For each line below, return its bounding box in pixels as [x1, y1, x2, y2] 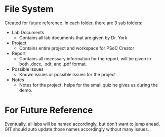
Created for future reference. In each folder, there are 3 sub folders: [4, 20, 143, 26]
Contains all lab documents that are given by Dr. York [19, 35, 127, 41]
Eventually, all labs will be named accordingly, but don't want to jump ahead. [4, 121, 160, 127]
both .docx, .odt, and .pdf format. [19, 61, 87, 67]
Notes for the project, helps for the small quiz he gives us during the [19, 82, 158, 88]
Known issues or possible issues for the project [19, 71, 116, 77]
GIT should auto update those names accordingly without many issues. [4, 126, 149, 132]
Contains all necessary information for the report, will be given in [19, 55, 151, 61]
